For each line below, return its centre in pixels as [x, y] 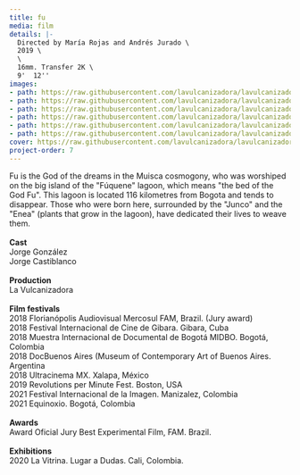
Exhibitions [30, 451]
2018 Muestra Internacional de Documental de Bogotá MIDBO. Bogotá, [139, 337]
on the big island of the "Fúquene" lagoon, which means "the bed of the [142, 185]
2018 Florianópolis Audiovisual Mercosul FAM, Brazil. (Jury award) [131, 318]
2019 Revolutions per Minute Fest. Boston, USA [96, 384]
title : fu [28, 17]
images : [24, 84]
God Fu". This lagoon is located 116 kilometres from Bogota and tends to [142, 195]
